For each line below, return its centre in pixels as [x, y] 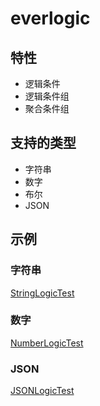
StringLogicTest [42, 293]
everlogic [50, 18]
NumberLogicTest [47, 343]
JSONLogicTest [42, 391]
